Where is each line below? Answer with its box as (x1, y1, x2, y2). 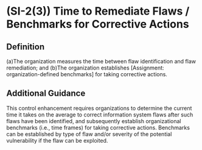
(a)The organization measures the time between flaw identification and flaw (6, 58, 197, 65)
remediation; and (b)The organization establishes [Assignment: (6, 64, 164, 71)
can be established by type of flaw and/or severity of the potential (6, 130, 172, 138)
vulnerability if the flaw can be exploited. (6, 137, 108, 144)
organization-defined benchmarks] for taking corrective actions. (6, 71, 167, 77)
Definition (6, 41, 44, 52)
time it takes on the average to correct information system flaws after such (6, 111, 193, 118)
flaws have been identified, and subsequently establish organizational (6, 117, 181, 124)
